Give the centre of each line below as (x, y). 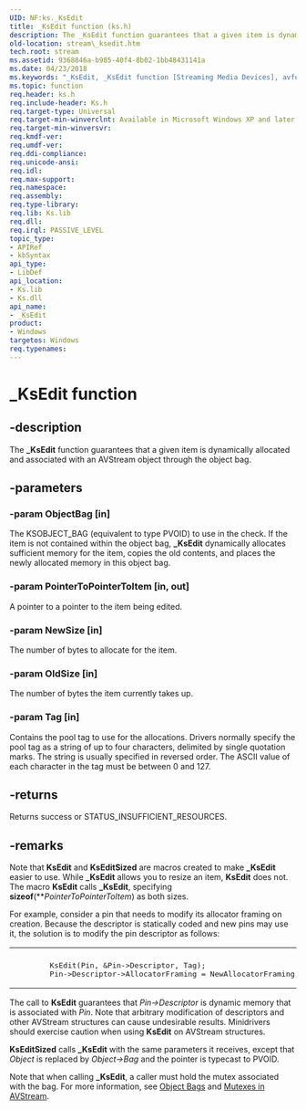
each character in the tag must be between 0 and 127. (110, 766)
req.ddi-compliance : (49, 153)
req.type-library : (44, 205)
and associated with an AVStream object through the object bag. (131, 459)
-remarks (36, 845)
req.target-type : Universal (63, 111)
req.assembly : (36, 196)
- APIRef (26, 247)
